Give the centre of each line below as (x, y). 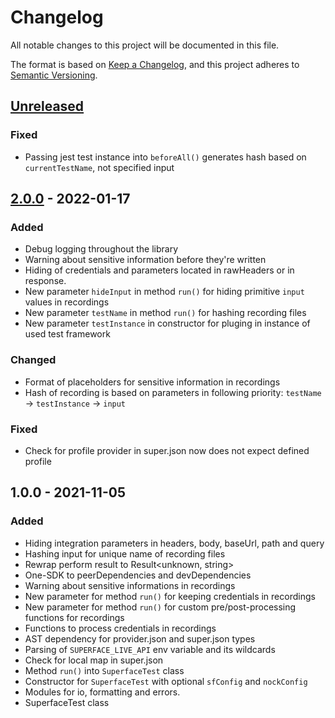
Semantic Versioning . (54, 75)
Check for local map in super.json (94, 660)
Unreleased (47, 106)
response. (45, 281)
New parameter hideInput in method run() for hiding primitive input (164, 292)
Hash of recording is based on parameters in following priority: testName (173, 392)
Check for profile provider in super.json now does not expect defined (167, 450)
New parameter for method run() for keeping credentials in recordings (170, 596)
